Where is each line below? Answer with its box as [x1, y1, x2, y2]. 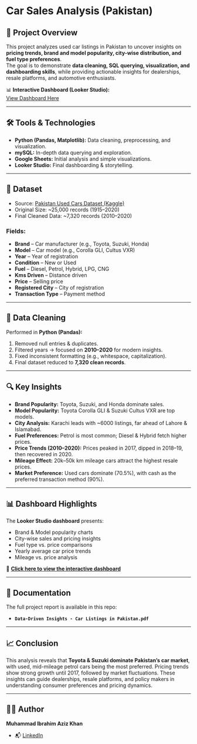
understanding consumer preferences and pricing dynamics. [6, 682, 153, 689]
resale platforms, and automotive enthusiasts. [6, 75, 116, 81]
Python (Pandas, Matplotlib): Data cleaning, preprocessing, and [14, 137, 171, 144]
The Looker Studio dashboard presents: [6, 517, 104, 524]
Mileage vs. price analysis [14, 554, 78, 561]
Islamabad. [14, 426, 42, 433]
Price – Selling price [14, 278, 63, 285]
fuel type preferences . [6, 56, 62, 62]
